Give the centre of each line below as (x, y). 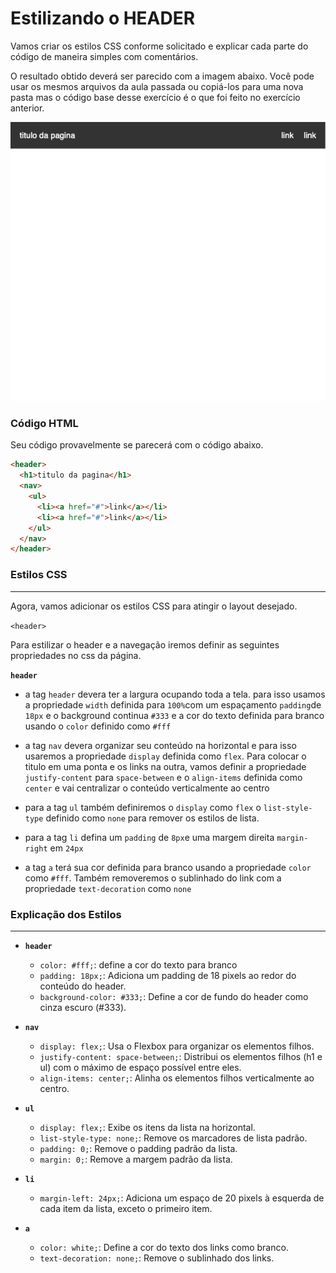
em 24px (66, 848)
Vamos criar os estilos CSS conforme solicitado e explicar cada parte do (159, 46)
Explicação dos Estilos (66, 914)
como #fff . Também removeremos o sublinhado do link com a (153, 878)
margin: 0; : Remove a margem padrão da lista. (136, 1159)
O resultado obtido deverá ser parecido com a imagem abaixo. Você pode (162, 76)
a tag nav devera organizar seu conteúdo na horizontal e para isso (160, 745)
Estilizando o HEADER (103, 18)
